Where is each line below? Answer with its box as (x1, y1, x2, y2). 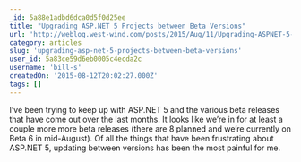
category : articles (9, 38, 82, 47)
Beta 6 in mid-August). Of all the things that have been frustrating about (9, 132, 275, 143)
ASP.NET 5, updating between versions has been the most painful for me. (9, 142, 281, 153)
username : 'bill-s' (9, 64, 82, 72)
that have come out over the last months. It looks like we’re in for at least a (9, 114, 284, 124)
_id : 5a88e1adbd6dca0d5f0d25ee (9, 13, 126, 22)
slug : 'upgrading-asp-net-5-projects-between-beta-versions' (9, 47, 243, 55)
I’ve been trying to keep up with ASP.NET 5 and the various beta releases (9, 104, 280, 115)
